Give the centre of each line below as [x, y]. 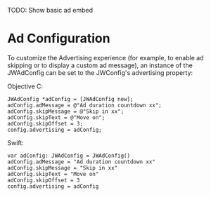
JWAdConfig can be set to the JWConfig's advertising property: [100, 72]
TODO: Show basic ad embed [50, 10]
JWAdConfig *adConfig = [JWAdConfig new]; [70, 99]
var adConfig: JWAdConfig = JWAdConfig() [69, 156]
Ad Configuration [59, 39]
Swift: [16, 142]
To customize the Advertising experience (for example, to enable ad [105, 57]
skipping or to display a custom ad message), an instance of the [100, 65]
